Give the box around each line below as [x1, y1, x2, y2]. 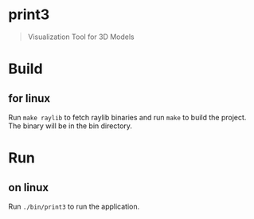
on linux [8, 181, 49, 194]
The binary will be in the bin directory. [8, 121, 133, 131]
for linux [8, 92, 51, 105]
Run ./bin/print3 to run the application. [8, 201, 140, 211]
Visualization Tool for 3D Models [27, 32, 135, 41]
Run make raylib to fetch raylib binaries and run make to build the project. [8, 112, 247, 122]
